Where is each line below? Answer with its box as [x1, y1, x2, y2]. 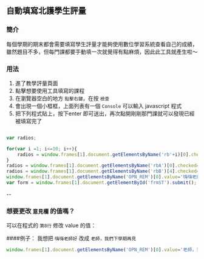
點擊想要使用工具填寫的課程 [15, 87, 85, 94]
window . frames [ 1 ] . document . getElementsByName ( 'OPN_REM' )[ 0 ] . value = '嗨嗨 [6, 174, 192, 180]
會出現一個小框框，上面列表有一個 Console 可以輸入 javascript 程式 [15, 102, 182, 109]
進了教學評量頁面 [15, 79, 58, 87]
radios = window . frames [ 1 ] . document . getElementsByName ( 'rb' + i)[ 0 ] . [17, 151, 191, 158]
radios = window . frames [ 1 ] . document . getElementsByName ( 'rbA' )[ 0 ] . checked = [6, 163, 200, 169]
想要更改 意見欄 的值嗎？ [6, 207, 75, 215]
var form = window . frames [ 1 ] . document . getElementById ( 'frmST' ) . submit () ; [6, 180, 197, 186]
